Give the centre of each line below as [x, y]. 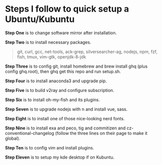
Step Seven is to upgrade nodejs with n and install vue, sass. [66, 109]
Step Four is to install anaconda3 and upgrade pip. [56, 81]
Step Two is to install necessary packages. [48, 42]
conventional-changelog [30, 133]
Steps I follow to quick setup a [67, 9]
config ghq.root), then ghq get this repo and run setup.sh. [63, 71]
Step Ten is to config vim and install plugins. [50, 147]
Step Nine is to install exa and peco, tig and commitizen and [65, 128]
